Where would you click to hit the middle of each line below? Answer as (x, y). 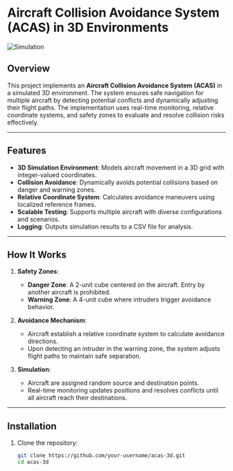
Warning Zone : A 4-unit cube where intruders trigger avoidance (119, 299)
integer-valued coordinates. (57, 174)
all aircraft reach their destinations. (77, 398)
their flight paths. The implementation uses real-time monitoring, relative (111, 107)
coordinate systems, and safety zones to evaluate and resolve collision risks (116, 115)
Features (27, 151)
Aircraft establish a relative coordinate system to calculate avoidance (126, 334)
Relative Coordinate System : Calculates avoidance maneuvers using (116, 197)
